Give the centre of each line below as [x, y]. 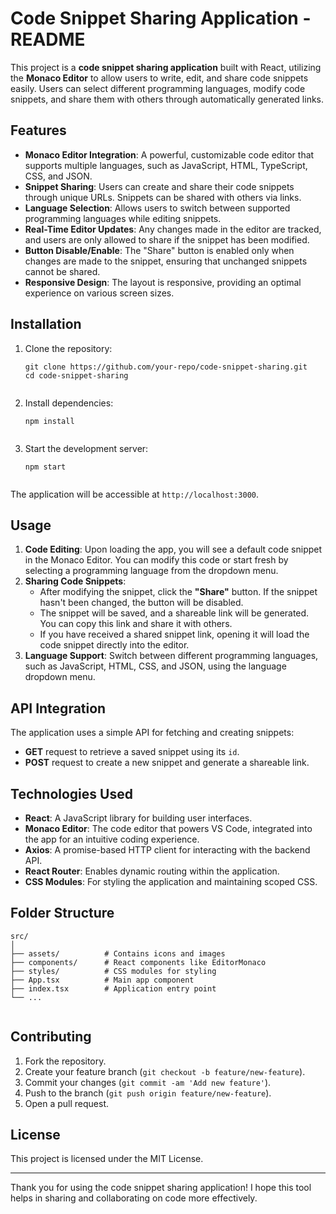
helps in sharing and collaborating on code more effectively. [134, 1198]
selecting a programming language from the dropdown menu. [151, 571]
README [48, 39]
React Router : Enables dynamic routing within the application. [152, 871]
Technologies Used [71, 793]
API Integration [58, 708]
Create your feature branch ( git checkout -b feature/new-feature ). [165, 1071]
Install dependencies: [69, 403]
